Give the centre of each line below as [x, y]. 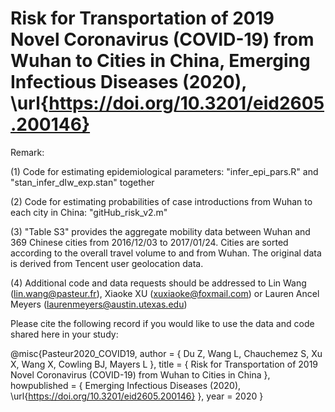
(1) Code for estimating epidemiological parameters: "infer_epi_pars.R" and [164, 171]
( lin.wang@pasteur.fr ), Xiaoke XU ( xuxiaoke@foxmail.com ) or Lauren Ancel [165, 293]
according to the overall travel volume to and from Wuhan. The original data [166, 253]
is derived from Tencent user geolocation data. [107, 263]
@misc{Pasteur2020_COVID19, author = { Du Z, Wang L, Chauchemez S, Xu [166, 353]
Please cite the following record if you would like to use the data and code [162, 323]
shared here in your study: [64, 334]
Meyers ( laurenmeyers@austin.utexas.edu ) [99, 304]
